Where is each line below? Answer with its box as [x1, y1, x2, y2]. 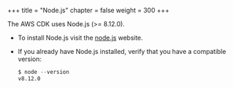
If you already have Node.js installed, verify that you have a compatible [17, 48, 227, 55]
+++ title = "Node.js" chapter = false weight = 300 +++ [7, 6, 170, 14]
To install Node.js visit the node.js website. [17, 33, 143, 42]
